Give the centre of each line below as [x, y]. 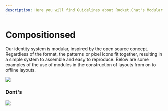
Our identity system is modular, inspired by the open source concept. [77, 49]
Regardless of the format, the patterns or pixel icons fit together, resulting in [84, 54]
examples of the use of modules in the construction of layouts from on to [81, 65]
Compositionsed [40, 34]
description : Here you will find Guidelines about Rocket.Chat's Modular [84, 10]
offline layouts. [21, 70]
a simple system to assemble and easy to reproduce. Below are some [77, 59]
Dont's [14, 92]
